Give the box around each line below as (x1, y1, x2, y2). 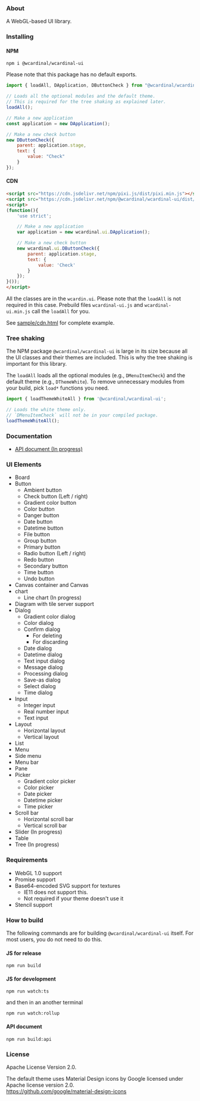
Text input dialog (23, 657, 65, 665)
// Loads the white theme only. (6, 407, 86, 413)
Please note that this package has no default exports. (6, 71, 137, 78)
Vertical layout (23, 733, 60, 741)
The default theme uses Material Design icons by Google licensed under (6, 1075, 183, 1082)
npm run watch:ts (6, 988, 49, 994)
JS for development (6, 975, 57, 982)
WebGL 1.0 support (14, 869, 62, 876)
